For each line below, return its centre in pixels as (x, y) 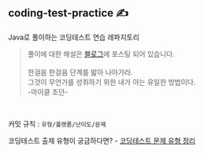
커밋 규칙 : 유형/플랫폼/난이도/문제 (57, 124)
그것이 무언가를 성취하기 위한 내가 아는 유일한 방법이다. (111, 82)
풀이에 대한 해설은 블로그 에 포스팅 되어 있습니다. (101, 54)
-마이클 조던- (48, 91)
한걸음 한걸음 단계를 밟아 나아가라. (80, 72)
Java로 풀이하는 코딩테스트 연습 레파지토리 (74, 37)
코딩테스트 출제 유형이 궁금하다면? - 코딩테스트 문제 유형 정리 (102, 140)
